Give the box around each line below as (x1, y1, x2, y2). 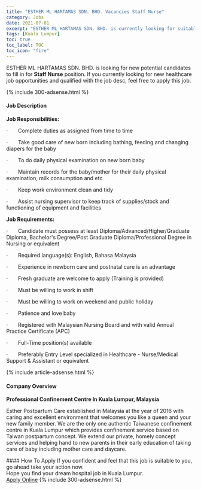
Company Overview (6, 382, 57, 390)
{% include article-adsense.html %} (6, 369, 95, 376)
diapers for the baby (6, 145, 57, 152)
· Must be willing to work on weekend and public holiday (6, 297, 154, 305)
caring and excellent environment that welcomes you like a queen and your (6, 414, 191, 421)
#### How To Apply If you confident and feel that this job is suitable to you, (6, 457, 193, 464)
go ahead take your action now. (6, 463, 84, 470)
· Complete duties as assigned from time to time (6, 127, 133, 134)
